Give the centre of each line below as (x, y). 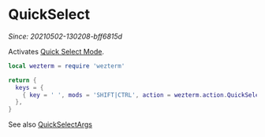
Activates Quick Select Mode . (56, 51)
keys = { (30, 87)
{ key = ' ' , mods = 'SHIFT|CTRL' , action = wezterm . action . (125, 95)
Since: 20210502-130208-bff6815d (65, 36)
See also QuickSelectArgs (50, 124)
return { (22, 80)
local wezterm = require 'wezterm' (67, 66)
